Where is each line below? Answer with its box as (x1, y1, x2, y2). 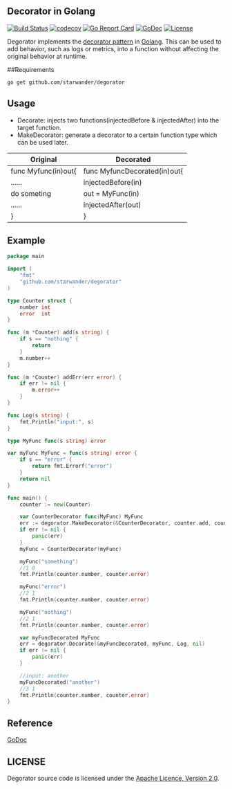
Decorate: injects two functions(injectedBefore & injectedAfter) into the (17, 116, 220, 124)
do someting (10, 188, 52, 198)
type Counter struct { (7, 297, 72, 304)
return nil (19, 475, 51, 482)
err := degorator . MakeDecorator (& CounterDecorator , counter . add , (19, 520, 212, 527)
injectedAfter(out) (83, 200, 142, 210)
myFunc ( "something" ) (19, 558, 79, 565)
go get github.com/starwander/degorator (7, 79, 126, 86)
